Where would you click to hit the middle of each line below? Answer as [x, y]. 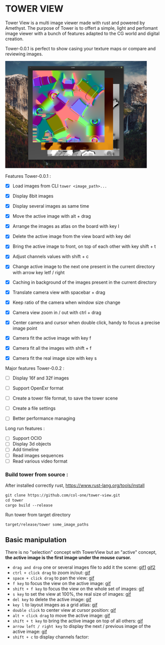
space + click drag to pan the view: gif [53, 578]
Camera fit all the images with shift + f [52, 348]
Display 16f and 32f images [41, 378]
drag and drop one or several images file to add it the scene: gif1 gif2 [84, 567]
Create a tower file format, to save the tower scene [65, 398]
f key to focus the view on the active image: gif [62, 583]
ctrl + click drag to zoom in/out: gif [51, 572]
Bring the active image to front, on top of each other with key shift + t [84, 246]
